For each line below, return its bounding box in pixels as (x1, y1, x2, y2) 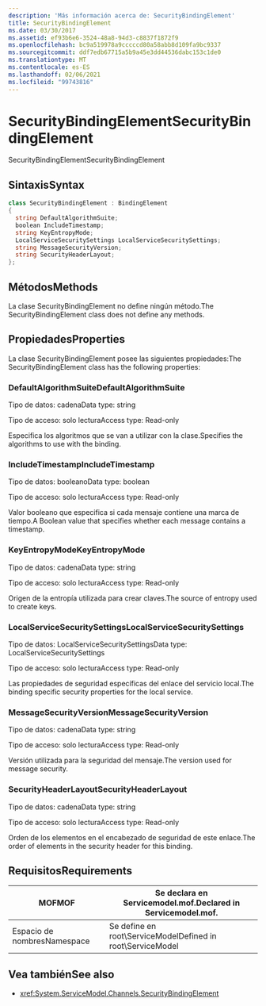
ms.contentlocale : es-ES (8, 63, 90, 71)
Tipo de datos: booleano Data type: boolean (8, 477, 150, 486)
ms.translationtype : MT (8, 56, 87, 64)
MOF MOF (38, 897, 75, 908)
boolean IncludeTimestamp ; (15, 221, 104, 229)
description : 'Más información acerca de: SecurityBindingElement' (8, 11, 236, 20)
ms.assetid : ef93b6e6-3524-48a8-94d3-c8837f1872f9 (8, 33, 179, 42)
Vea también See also (8, 967, 115, 981)
